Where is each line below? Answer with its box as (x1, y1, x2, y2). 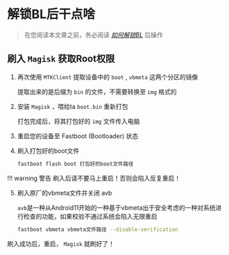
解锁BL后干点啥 (7, 6, 96, 22)
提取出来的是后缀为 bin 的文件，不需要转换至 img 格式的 (17, 88, 177, 96)
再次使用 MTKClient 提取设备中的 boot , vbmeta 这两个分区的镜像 (17, 72, 198, 81)
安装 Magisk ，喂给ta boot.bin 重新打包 (17, 102, 128, 110)
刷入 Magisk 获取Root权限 (7, 53, 115, 65)
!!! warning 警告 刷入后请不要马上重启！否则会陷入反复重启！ (7, 174, 181, 182)
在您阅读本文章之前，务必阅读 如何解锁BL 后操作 (24, 31, 163, 39)
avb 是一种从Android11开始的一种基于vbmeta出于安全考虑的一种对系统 (17, 203, 217, 212)
